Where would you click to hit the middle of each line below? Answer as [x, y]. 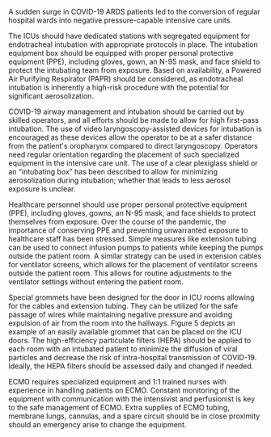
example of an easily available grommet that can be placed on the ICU [125, 332]
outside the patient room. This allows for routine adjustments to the [120, 273]
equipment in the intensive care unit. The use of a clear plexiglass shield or [133, 163]
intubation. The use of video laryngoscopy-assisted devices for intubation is [135, 129]
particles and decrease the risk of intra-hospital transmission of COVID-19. [133, 357]
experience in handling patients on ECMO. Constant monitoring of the [124, 390]
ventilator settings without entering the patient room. [96, 282]
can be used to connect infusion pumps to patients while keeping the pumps [136, 247]
